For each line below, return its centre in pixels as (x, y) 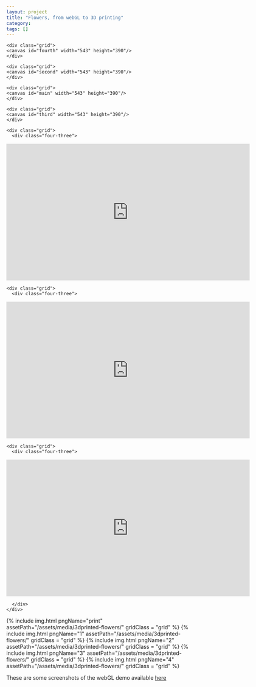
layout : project (27, 12)
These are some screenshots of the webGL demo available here (86, 678)
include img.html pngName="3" (46, 653)
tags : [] (17, 29)
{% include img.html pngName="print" (55, 621)
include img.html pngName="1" (45, 634)
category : (19, 23)
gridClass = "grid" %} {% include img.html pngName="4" (102, 660)
